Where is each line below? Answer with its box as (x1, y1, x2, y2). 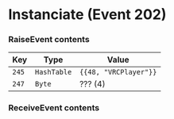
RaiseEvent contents (8, 34, 90, 45)
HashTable (34, 67, 72, 77)
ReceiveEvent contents (8, 102, 100, 113)
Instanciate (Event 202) (8, 6, 167, 24)
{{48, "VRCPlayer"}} (79, 67, 157, 77)
